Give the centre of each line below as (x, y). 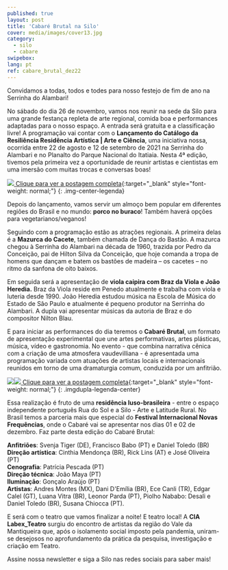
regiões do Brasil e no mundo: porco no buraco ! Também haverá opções (110, 211)
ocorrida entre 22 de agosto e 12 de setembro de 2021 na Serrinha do (105, 147)
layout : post (26, 20)
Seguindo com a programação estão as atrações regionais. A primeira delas (114, 232)
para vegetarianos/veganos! (47, 218)
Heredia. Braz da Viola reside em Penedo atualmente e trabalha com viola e (114, 289)
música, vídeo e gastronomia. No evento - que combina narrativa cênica (109, 346)
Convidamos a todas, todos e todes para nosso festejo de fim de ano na (109, 91)
